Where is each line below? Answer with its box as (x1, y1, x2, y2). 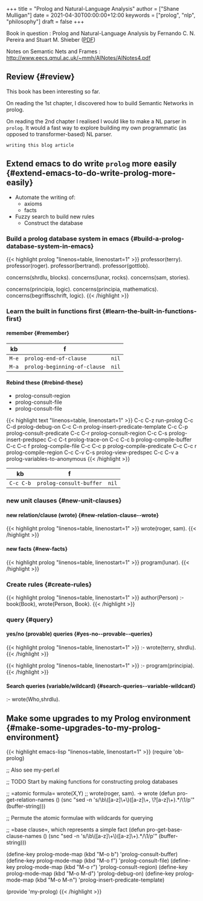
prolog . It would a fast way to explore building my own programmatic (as (6, 124, 187, 131)
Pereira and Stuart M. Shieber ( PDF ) (6, 36, 95, 43)
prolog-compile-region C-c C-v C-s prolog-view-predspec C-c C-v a (6, 449, 179, 456)
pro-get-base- (146, 826, 183, 833)
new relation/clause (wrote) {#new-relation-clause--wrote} (6, 511, 159, 519)
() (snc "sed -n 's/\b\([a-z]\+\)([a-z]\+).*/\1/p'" (43, 833, 158, 840)
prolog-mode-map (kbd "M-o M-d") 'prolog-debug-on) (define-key (6, 870, 174, 877)
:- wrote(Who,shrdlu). (6, 695, 60, 703)
